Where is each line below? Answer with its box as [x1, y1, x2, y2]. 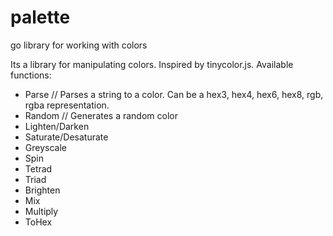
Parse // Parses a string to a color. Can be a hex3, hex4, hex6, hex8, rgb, [24, 88, 324, 100]
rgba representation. [24, 99, 110, 111]
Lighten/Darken [24, 120, 90, 132]
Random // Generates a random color [24, 109, 178, 121]
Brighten [24, 184, 61, 196]
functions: [10, 69, 52, 81]
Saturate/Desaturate [24, 131, 109, 143]
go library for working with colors [10, 39, 148, 51]
